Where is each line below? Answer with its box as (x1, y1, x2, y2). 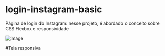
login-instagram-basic (5, 4, 102, 15)
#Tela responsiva (5, 45, 42, 51)
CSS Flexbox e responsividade (5, 25, 69, 31)
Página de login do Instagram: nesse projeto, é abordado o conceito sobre (5, 20, 160, 26)
